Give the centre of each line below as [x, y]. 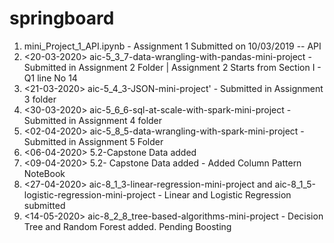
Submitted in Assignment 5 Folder [93, 141]
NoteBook [44, 173]
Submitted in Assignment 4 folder [93, 120]
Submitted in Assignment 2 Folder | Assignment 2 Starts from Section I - [172, 67]
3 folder [40, 99]
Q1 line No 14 [50, 78]
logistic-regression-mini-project [89, 194]
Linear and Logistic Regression [227, 194]
